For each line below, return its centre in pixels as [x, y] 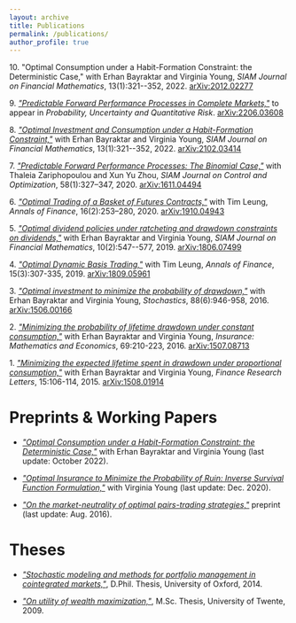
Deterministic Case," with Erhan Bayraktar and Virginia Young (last [143, 452]
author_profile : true [49, 42]
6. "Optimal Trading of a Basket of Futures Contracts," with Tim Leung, [139, 202]
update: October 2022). [65, 461]
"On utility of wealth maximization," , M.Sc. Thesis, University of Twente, [154, 601]
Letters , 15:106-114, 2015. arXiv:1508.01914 [87, 382]
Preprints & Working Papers [113, 418]
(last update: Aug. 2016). [67, 514]
